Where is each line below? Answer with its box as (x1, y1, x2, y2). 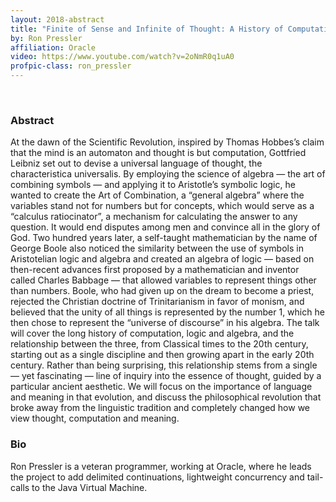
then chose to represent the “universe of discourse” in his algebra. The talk (10, 317, 320, 329)
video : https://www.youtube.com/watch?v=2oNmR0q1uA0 (10, 52, 235, 62)
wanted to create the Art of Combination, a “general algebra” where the (10, 189, 305, 201)
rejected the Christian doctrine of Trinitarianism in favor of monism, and (10, 296, 305, 308)
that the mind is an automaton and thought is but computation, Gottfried (10, 147, 307, 159)
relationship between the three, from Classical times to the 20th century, (10, 338, 309, 350)
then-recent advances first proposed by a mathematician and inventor (10, 264, 300, 276)
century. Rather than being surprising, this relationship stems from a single (10, 359, 318, 371)
